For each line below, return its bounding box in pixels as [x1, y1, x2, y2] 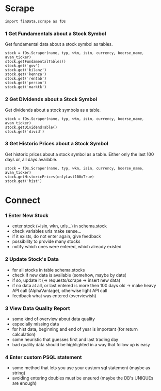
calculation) [12, 331, 36, 337]
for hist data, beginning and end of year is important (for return [12, 326, 138, 332]
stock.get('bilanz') [5, 68, 47, 73]
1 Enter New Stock [5, 212, 48, 219]
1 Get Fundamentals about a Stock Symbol [5, 30, 107, 37]
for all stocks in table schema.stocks [12, 267, 85, 272]
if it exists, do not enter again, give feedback [12, 234, 101, 239]
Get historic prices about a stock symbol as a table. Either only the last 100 [5, 151, 154, 157]
